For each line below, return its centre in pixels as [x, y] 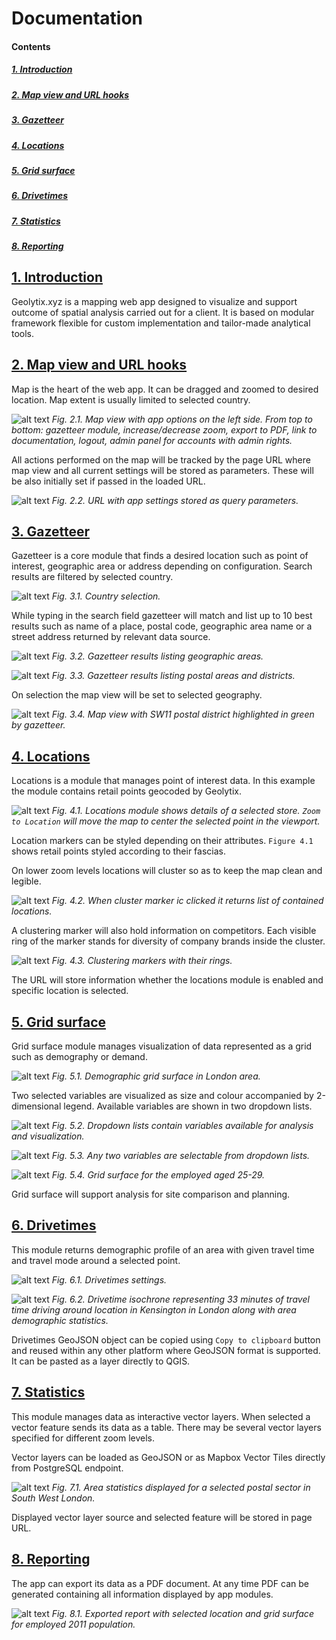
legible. [26, 881]
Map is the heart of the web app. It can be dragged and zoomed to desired [165, 389]
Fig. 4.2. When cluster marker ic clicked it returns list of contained [187, 901]
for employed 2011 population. [73, 1624]
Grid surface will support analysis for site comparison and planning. [151, 1194]
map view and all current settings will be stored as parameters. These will [162, 470]
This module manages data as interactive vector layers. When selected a [161, 1416]
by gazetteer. [38, 725]
